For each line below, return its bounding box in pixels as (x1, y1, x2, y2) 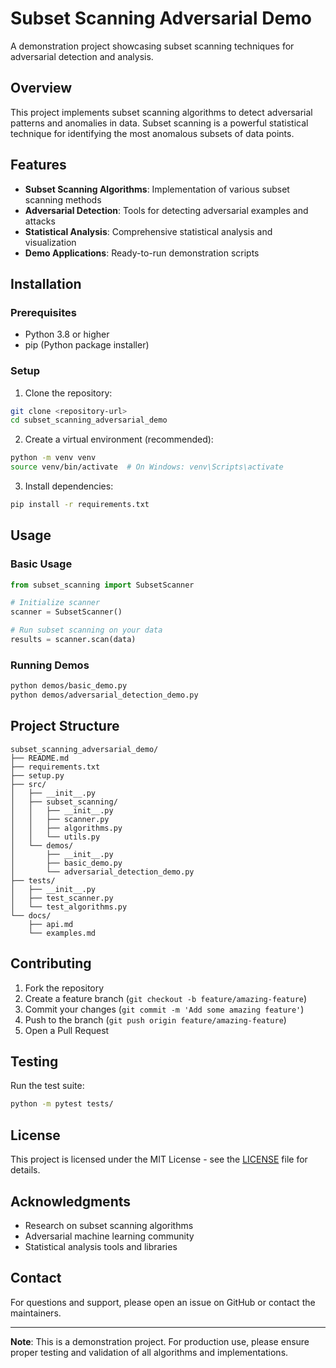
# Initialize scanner (10, 598, 101, 608)
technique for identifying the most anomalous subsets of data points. (10, 127, 295, 139)
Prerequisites (10, 305, 77, 319)
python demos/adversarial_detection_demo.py (10, 690, 199, 701)
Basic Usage (10, 557, 73, 571)
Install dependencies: (24, 480, 114, 492)
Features (10, 157, 67, 174)
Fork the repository (24, 982, 105, 994)
